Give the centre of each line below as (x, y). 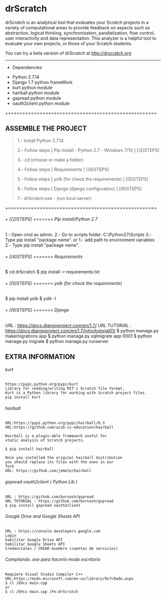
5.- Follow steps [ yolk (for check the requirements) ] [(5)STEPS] (83, 179)
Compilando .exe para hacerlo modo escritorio (53, 559)
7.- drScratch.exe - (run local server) (54, 198)
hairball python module (36, 93)
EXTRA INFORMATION (40, 357)
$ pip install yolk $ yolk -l (31, 299)
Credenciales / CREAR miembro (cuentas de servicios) (62, 548)
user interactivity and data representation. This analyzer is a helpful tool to (81, 38)
